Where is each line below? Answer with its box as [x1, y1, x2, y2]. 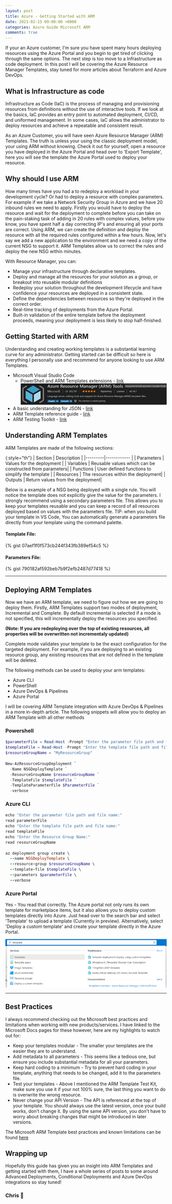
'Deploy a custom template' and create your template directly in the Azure [5, 923, 161, 930]
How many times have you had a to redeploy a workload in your [5, 188, 140, 194]
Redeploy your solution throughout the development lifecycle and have [12, 284, 162, 290]
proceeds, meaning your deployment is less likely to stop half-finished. [12, 317, 162, 323]
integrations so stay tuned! [5, 1179, 62, 1186]
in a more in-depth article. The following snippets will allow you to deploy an [5, 709, 166, 715]
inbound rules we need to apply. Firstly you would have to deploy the [5, 205, 151, 211]
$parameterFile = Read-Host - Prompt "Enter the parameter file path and [5, 739, 164, 745]
